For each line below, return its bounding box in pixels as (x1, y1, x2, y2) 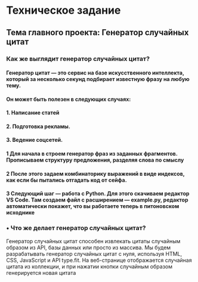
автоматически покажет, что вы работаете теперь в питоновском (6, 203, 180, 210)
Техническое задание (6, 4, 121, 17)
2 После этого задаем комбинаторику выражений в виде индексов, (6, 170, 185, 177)
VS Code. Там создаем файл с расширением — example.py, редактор (6, 196, 189, 203)
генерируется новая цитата (6, 269, 76, 276)
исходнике (6, 209, 35, 216)
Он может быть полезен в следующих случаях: (6, 95, 131, 103)
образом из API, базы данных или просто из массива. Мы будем (6, 244, 171, 251)
